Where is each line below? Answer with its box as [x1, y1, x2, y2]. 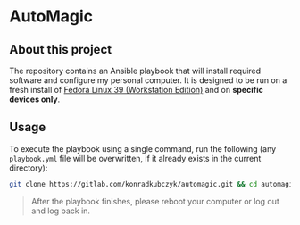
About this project [9, 42, 112, 57]
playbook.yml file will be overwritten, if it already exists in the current [9, 153, 262, 163]
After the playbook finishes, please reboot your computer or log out [30, 196, 279, 206]
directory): [9, 162, 48, 173]
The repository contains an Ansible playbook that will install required [9, 65, 262, 76]
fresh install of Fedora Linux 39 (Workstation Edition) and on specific [9, 85, 263, 95]
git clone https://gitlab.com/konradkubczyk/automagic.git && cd [9, 179, 257, 188]
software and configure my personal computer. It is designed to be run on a [9, 75, 287, 86]
